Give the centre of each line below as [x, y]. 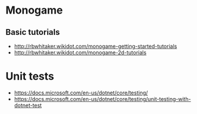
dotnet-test [28, 105]
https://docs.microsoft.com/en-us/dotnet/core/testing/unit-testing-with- [102, 99]
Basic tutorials [33, 32]
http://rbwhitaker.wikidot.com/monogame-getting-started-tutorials [96, 46]
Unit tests [30, 76]
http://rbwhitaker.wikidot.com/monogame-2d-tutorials [80, 53]
